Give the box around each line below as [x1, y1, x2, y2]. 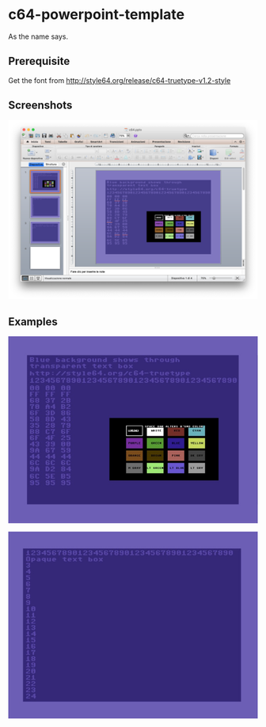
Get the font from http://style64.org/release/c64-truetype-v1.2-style [8, 75, 231, 85]
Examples [8, 315, 58, 328]
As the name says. [8, 32, 69, 41]
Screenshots [8, 99, 73, 112]
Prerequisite [8, 55, 70, 68]
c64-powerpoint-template [8, 6, 184, 24]
